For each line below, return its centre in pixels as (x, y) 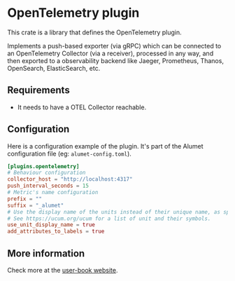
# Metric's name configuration (53, 193)
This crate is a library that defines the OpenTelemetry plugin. (94, 32)
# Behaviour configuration (47, 173)
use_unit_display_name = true (51, 225)
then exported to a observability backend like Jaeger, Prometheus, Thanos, (115, 60)
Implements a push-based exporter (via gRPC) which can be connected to (114, 46)
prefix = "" (24, 199)
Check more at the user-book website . (63, 270)
